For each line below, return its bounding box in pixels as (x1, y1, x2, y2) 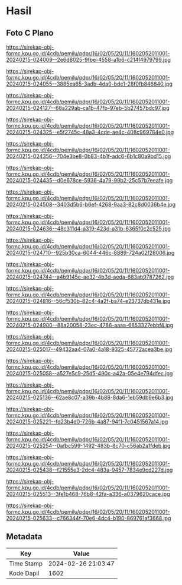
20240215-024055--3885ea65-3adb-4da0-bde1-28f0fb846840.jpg (6, 80, 173, 87)
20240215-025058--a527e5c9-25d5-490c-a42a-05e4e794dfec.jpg (6, 370, 173, 377)
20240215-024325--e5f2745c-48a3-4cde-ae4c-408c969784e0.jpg (6, 129, 174, 135)
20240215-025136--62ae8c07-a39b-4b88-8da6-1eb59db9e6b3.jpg (6, 394, 174, 401)
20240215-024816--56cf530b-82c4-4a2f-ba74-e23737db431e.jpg (6, 298, 171, 304)
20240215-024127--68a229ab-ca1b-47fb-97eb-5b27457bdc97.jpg (6, 105, 170, 111)
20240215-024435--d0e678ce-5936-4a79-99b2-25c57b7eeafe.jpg (6, 177, 173, 184)
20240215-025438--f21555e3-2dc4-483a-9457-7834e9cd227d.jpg (6, 466, 173, 473)
